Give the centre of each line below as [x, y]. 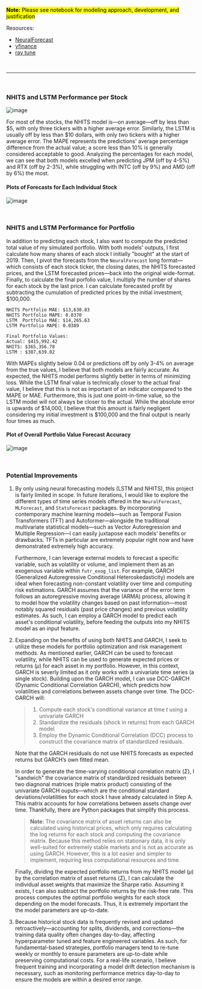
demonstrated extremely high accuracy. [64, 546]
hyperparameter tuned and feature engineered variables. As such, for [101, 941]
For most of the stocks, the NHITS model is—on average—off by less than [98, 122]
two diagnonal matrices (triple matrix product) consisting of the [93, 784]
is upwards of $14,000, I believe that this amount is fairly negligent [88, 408]
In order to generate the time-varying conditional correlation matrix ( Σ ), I [104, 771]
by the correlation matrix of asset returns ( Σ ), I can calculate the [94, 878]
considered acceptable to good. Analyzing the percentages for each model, [100, 154]
